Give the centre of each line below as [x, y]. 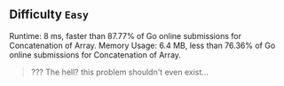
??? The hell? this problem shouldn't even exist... [119, 72]
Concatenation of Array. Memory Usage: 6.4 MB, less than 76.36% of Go [142, 45]
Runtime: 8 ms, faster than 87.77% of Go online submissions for [126, 35]
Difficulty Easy [49, 15]
